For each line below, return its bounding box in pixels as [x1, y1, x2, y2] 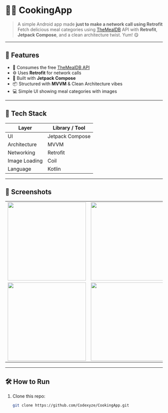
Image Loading [7, 157, 43, 164]
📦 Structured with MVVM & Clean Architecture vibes [12, 80, 122, 87]
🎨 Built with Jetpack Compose [12, 75, 76, 81]
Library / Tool [52, 124, 85, 131]
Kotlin [47, 165, 61, 172]
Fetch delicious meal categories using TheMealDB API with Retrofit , [17, 26, 157, 32]
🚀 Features [5, 51, 39, 60]
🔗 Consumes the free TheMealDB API [12, 64, 90, 70]
